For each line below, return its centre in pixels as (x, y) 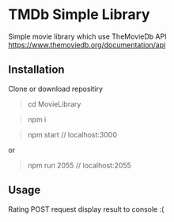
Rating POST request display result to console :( (86, 209)
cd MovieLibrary (54, 103)
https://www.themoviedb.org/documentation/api (87, 44)
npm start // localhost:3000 (72, 134)
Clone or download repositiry (55, 88)
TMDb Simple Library (79, 15)
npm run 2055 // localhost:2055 (79, 165)
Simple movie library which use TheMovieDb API (87, 36)
